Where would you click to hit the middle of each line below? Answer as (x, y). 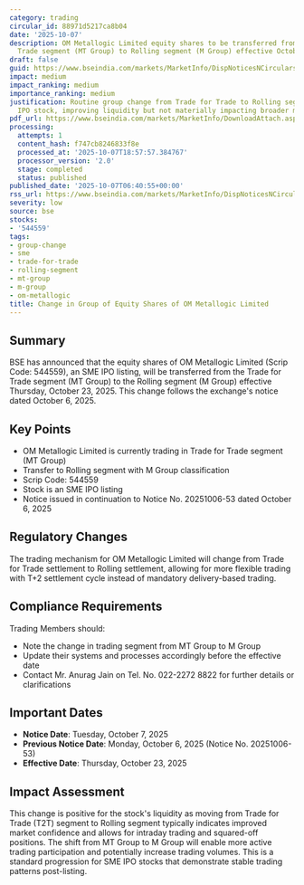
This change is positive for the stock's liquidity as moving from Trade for (144, 814)
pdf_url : (26, 119)
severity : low (36, 203)
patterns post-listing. (48, 871)
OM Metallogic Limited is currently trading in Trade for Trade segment (152, 451)
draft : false (34, 60)
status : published (52, 177)
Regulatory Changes (69, 537)
